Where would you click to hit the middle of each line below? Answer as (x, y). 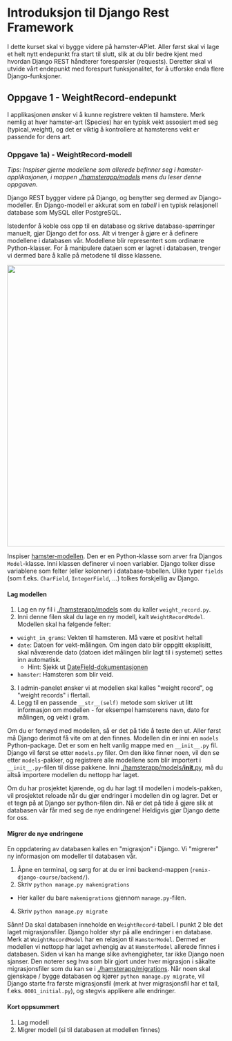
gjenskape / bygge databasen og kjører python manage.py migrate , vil (106, 976)
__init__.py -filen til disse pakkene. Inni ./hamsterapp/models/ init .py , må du (115, 767)
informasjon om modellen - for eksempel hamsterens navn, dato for (113, 710)
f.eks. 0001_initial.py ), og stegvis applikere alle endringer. (91, 991)
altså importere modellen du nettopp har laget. (73, 775)
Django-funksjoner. (35, 76)
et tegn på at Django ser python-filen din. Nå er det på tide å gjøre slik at (110, 803)
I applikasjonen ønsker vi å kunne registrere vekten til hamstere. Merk (106, 114)
